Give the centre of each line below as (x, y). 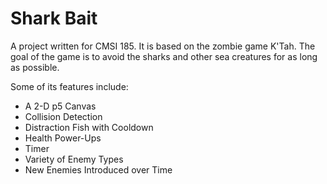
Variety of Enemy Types (74, 159)
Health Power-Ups (63, 138)
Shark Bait (54, 18)
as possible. (35, 67)
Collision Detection (63, 116)
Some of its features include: (69, 86)
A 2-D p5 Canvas (60, 106)
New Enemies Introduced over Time (98, 169)
